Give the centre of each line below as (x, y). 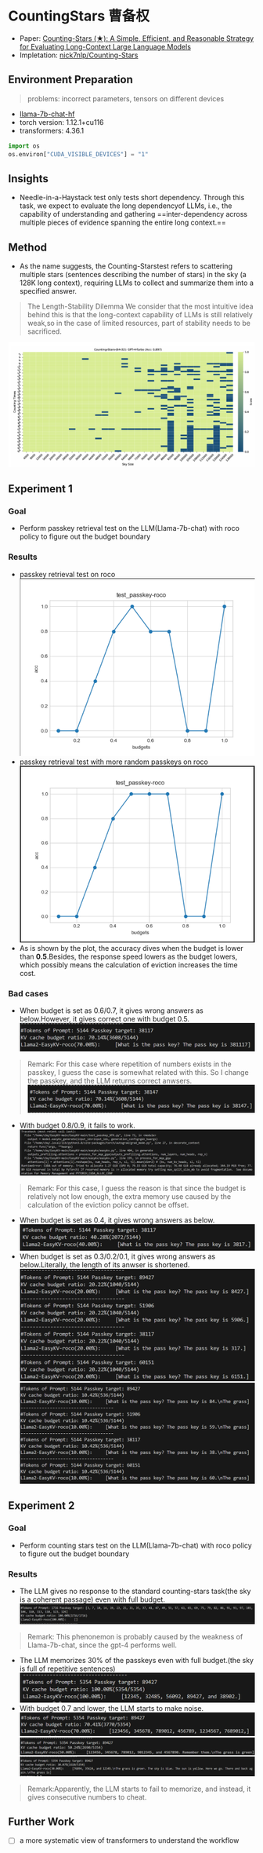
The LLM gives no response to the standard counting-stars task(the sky (135, 1591)
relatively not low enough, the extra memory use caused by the (129, 1197)
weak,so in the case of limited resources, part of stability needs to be (139, 323)
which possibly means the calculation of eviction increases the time (128, 965)
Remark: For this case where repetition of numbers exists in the (130, 1064)
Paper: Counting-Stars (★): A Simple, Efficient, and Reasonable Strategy (137, 38)
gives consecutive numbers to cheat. (87, 1797)
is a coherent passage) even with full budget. (92, 1599)
